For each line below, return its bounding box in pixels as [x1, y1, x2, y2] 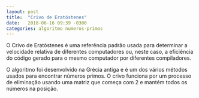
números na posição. [6, 85, 58, 93]
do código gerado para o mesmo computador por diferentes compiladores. [6, 54, 192, 62]
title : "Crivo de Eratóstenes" [6, 14, 87, 20]
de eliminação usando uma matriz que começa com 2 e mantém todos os [6, 79, 188, 86]
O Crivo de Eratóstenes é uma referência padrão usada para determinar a [6, 42, 188, 49]
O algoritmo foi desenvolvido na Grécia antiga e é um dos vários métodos [6, 66, 188, 73]
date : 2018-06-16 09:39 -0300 [6, 20, 87, 26]
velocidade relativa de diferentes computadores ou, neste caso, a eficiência [6, 48, 194, 56]
